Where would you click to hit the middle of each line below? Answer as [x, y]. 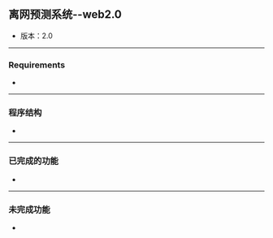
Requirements [37, 65]
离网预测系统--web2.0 [65, 15]
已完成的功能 [34, 161]
